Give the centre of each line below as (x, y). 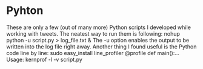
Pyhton (25, 11)
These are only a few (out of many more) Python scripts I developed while (98, 27)
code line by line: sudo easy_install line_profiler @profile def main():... (93, 53)
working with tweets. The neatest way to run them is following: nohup (93, 33)
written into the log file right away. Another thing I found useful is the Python (101, 47)
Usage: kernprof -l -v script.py (45, 59)
